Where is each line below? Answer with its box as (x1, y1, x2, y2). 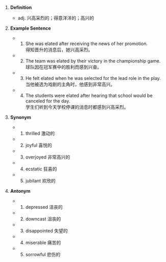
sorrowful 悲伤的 (25, 251, 61, 257)
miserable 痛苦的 (25, 239, 61, 246)
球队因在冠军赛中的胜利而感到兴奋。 (25, 64, 102, 70)
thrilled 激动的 (25, 130, 55, 136)
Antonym (10, 188, 31, 194)
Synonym (10, 114, 32, 120)
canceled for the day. (25, 98, 70, 104)
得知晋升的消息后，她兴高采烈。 (25, 47, 93, 53)
